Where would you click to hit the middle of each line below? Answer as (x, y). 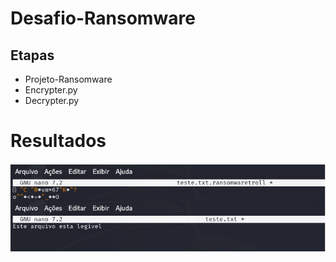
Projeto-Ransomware (68, 79)
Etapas (32, 55)
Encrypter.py (51, 90)
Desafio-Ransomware (103, 18)
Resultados (58, 141)
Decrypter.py (52, 100)
